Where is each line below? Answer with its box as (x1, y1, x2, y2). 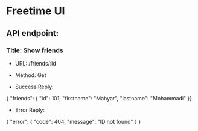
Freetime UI (6, 4, 65, 18)
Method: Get (14, 71, 46, 79)
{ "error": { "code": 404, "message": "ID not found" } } (6, 118, 141, 125)
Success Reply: (14, 83, 54, 90)
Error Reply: (14, 106, 45, 114)
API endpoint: (6, 28, 59, 38)
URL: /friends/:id (14, 59, 56, 67)
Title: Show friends (6, 46, 63, 55)
